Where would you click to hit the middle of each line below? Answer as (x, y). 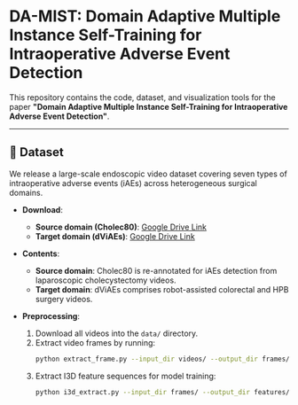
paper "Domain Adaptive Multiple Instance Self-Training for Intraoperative (149, 106)
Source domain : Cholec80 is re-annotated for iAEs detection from (156, 270)
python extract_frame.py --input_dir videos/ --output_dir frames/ (162, 359)
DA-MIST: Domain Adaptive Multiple (145, 16)
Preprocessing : (51, 315)
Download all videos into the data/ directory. (117, 333)
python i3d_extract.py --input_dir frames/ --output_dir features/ (162, 392)
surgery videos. (64, 299)
